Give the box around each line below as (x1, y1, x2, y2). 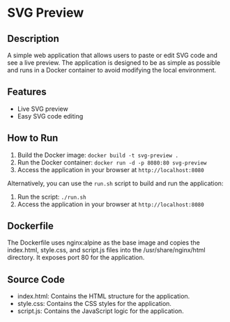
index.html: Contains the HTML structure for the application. (17, 292, 190, 300)
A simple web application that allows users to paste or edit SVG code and (7, 51, 218, 59)
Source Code (7, 273, 65, 285)
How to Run (7, 132, 59, 144)
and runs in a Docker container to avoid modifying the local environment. (7, 66, 217, 74)
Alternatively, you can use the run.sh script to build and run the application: (7, 179, 224, 187)
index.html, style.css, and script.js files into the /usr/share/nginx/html (7, 246, 206, 254)
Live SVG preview (17, 105, 68, 113)
